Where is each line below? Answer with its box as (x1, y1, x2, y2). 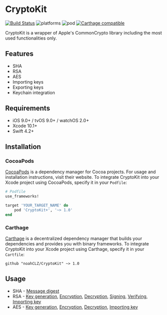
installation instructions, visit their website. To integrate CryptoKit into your (5, 174, 159, 180)
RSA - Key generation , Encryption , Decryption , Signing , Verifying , (12, 293, 148, 299)
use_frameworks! (5, 194, 39, 199)
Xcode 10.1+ (12, 123, 38, 129)
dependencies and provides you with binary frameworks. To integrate (5, 240, 149, 246)
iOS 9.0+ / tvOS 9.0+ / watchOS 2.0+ (12, 117, 89, 123)
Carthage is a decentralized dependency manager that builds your (5, 235, 142, 241)
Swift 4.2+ (12, 128, 34, 134)
